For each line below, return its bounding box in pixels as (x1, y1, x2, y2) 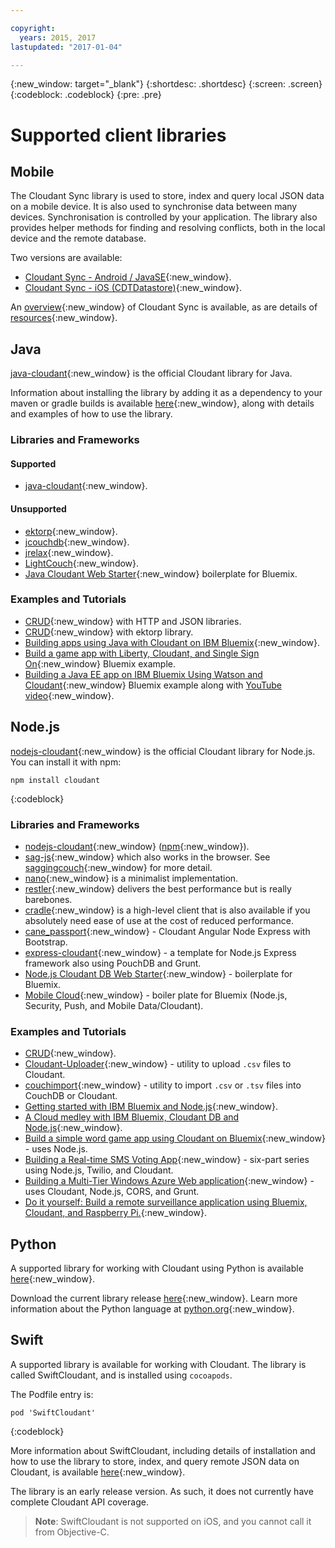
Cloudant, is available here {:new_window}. (10, 1466, 186, 1478)
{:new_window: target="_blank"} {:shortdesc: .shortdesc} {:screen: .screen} (10, 78, 323, 90)
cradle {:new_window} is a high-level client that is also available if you (24, 904, 311, 916)
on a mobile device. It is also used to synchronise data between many (10, 201, 298, 213)
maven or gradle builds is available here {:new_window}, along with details (10, 397, 315, 410)
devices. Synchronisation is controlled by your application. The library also (10, 211, 318, 223)
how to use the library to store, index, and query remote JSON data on (10, 1455, 300, 1467)
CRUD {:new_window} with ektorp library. (24, 626, 194, 638)
